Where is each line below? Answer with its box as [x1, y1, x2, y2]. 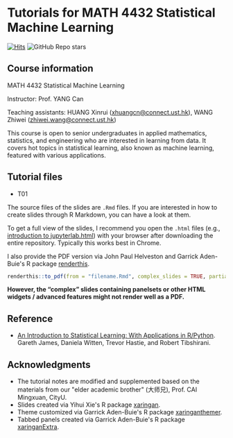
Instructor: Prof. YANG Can [7, 94, 84, 103]
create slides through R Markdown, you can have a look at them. [7, 210, 191, 219]
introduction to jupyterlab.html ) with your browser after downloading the [7, 231, 214, 239]
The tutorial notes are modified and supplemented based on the [17, 377, 200, 386]
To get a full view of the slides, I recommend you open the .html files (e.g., [7, 224, 221, 232]
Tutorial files [7, 171, 63, 183]
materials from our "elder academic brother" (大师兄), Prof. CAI [17, 385, 198, 394]
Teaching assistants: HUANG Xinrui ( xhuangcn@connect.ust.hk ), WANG [7, 108, 214, 116]
